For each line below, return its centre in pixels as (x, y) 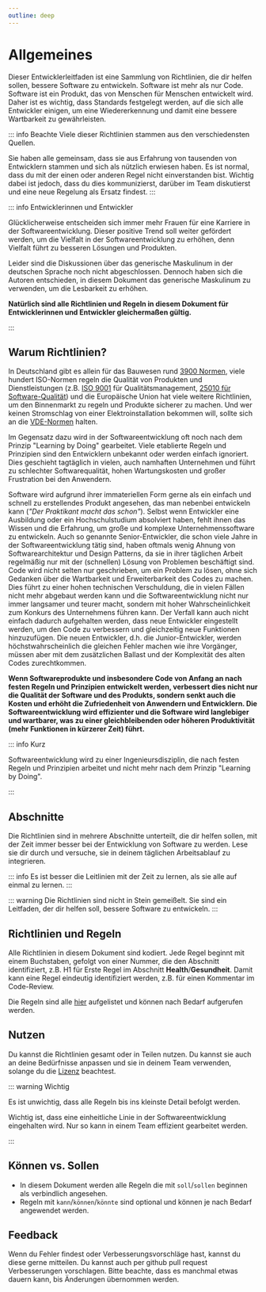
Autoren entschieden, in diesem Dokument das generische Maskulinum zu (129, 280)
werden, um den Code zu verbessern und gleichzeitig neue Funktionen (124, 629)
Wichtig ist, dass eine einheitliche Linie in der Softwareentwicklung (118, 1117)
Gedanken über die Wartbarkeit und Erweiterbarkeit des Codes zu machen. (131, 579)
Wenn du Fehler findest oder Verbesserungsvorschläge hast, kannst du (125, 1254)
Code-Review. (31, 986)
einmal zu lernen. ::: (40, 885)
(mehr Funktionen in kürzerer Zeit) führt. (76, 729)
